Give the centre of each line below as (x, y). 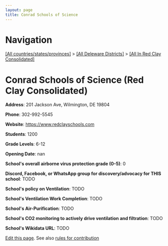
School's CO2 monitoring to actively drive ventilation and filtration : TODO (84, 219)
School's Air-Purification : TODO (40, 208)
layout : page (19, 10)
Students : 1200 (22, 134)
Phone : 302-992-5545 (29, 114)
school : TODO (20, 179)
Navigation (29, 40)
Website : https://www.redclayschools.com (50, 125)
